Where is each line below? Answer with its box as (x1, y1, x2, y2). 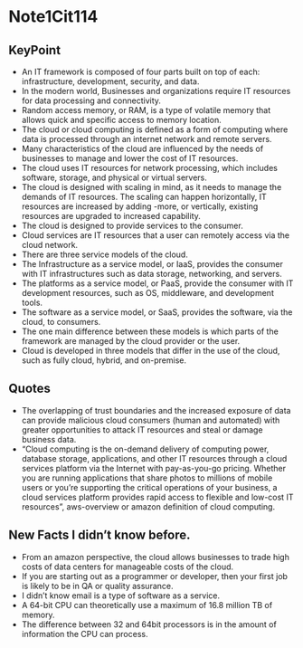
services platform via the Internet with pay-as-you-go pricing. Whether (21, 462, 287, 473)
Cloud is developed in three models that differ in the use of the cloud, (21, 346, 280, 356)
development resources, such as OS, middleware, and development (21, 288, 275, 298)
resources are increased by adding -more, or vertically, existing (21, 201, 259, 212)
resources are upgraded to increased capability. (21, 211, 201, 221)
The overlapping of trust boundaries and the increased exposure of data (21, 405, 291, 415)
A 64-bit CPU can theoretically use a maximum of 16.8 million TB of (21, 599, 273, 610)
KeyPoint (8, 43, 61, 58)
